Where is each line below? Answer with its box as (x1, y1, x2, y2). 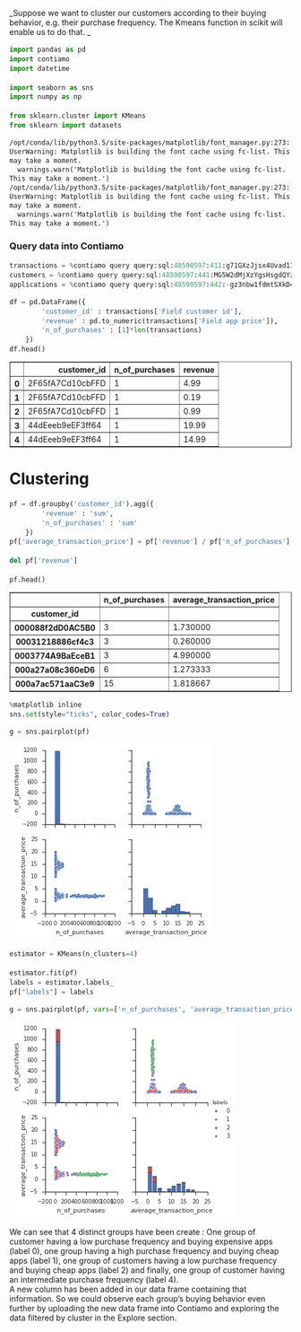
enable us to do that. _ (9, 27, 91, 37)
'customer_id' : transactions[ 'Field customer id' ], (41, 307, 243, 316)
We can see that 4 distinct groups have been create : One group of (9, 1226, 256, 1237)
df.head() (9, 345, 47, 354)
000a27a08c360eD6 (14, 664, 96, 676)
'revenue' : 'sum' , (41, 509, 115, 518)
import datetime (9, 64, 70, 73)
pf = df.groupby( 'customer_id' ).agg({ (9, 499, 154, 508)
